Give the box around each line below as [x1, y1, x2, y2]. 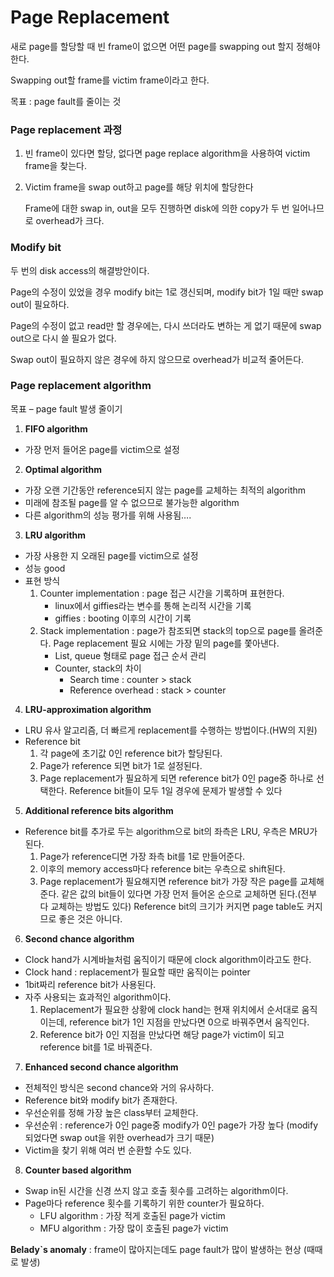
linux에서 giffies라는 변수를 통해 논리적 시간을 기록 [54, 599, 252, 611]
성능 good [24, 562, 66, 574]
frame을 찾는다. [24, 160, 88, 172]
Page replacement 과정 [10, 122, 123, 136]
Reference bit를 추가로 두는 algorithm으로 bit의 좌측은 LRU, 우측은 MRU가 [24, 825, 318, 837]
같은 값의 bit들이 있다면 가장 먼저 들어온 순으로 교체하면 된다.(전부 [61, 887, 318, 900]
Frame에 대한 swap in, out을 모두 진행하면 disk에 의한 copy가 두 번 [24, 202, 290, 215]
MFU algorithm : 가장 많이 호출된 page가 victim [39, 1222, 229, 1234]
